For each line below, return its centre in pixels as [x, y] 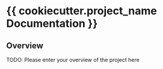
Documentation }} [52, 23]
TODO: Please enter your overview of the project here [73, 60]
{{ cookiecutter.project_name [82, 11]
